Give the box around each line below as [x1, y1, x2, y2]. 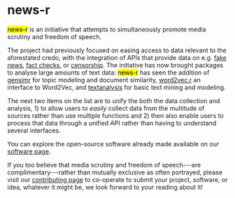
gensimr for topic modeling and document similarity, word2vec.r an [7, 75, 201, 84]
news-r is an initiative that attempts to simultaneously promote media [7, 25, 206, 33]
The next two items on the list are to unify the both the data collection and [7, 96, 220, 105]
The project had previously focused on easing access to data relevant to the [7, 46, 227, 54]
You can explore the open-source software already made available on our [7, 139, 220, 148]
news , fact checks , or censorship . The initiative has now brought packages [7, 61, 224, 69]
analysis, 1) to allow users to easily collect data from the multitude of [7, 104, 205, 112]
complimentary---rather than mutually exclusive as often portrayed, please [7, 168, 222, 176]
